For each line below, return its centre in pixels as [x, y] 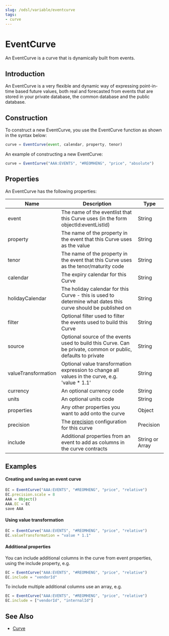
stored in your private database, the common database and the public [77, 97]
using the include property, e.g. [38, 563]
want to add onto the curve [93, 413]
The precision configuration [94, 422]
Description [97, 203]
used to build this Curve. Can [95, 343]
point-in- [149, 86]
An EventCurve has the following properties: [51, 191]
